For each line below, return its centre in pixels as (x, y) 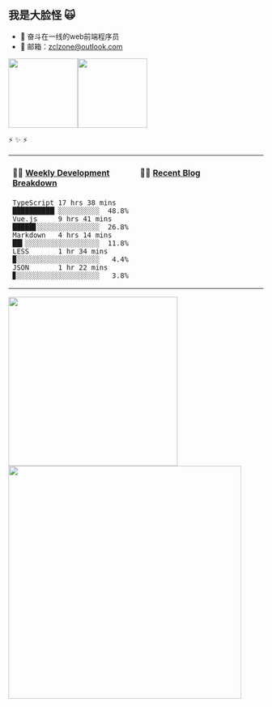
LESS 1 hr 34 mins (60, 251)
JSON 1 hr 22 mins (60, 268)
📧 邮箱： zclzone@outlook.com (71, 46)
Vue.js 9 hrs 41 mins (62, 219)
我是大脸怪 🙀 (42, 15)
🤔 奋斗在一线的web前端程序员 (70, 36)
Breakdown (35, 183)
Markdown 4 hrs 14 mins (62, 235)
